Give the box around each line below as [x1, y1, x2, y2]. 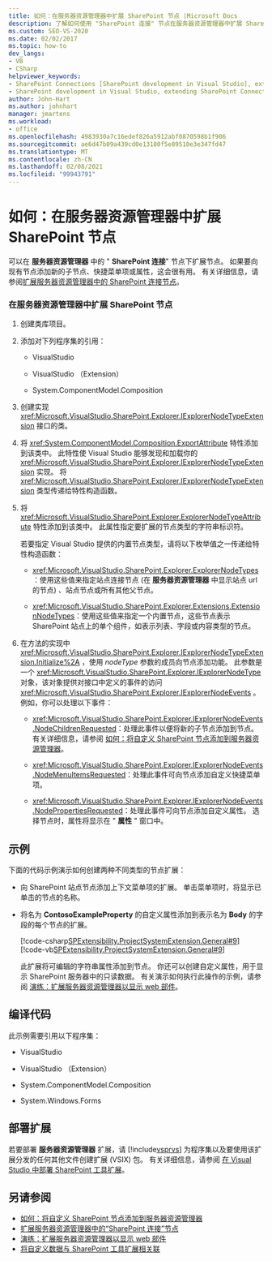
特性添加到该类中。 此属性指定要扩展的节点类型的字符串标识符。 [32, 522, 249, 532]
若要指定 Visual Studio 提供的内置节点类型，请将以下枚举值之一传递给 [19, 539, 253, 549]
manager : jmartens [8, 110, 70, 118]
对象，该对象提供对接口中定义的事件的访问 [19, 678, 163, 687]
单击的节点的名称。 [19, 893, 85, 902]
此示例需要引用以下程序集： [8, 1031, 101, 1040]
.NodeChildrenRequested [32, 724, 117, 734]
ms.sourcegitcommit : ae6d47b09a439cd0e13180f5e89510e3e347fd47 [8, 140, 227, 148]
